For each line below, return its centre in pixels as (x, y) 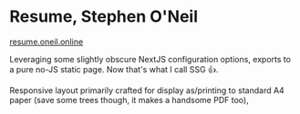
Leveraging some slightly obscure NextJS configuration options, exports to (150, 59)
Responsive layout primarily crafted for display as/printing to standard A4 (147, 90)
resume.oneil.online (47, 42)
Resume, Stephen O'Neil (104, 17)
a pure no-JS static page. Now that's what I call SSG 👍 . (114, 69)
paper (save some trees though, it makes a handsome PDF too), (129, 100)
